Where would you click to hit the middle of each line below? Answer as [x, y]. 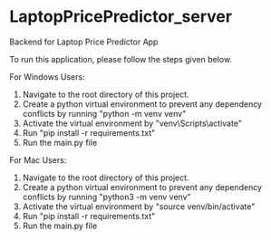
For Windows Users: [47, 77]
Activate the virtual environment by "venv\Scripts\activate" [132, 123]
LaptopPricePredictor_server [121, 17]
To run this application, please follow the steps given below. [121, 59]
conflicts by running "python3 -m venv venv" [107, 197]
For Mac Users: [38, 159]
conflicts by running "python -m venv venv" [104, 113]
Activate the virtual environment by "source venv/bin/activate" [139, 206]
